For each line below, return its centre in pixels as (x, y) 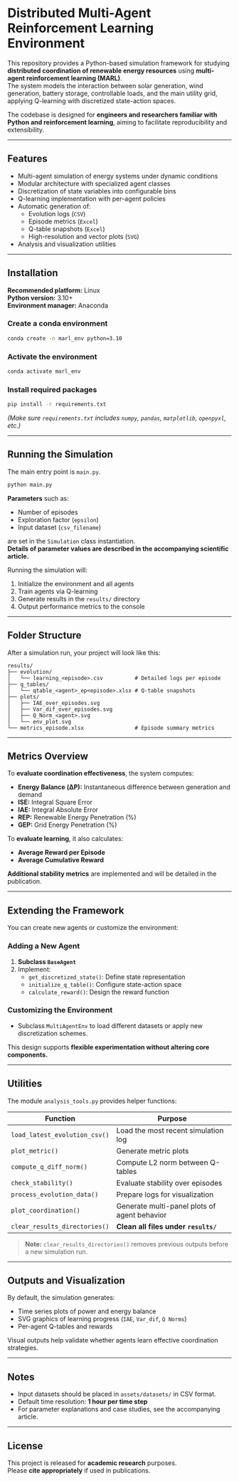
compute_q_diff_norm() (49, 1167)
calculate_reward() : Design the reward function (99, 992)
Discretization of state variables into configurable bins (97, 191)
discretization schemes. (53, 1033)
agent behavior (142, 1214)
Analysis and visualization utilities (67, 244)
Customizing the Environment (60, 1010)
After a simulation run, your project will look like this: (84, 652)
